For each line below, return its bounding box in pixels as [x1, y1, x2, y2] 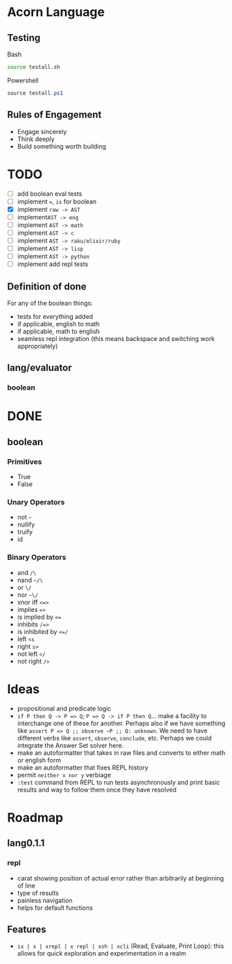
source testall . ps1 [7, 90, 64, 97]
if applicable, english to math [17, 319, 100, 328]
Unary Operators [7, 497, 65, 507]
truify [17, 528, 33, 536]
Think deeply [17, 135, 55, 143]
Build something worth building [17, 142, 107, 150]
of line [17, 881, 36, 890]
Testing [7, 32, 41, 44]
